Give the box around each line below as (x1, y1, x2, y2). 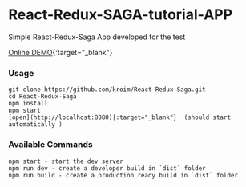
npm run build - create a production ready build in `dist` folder (8, 171, 239, 179)
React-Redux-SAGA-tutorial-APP (8, 6, 233, 24)
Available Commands (8, 139, 94, 150)
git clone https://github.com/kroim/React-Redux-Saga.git (8, 86, 206, 93)
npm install (8, 100, 48, 108)
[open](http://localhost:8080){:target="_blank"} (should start (8, 113, 231, 121)
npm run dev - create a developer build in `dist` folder (8, 164, 206, 173)
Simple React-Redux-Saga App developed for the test (8, 32, 186, 42)
